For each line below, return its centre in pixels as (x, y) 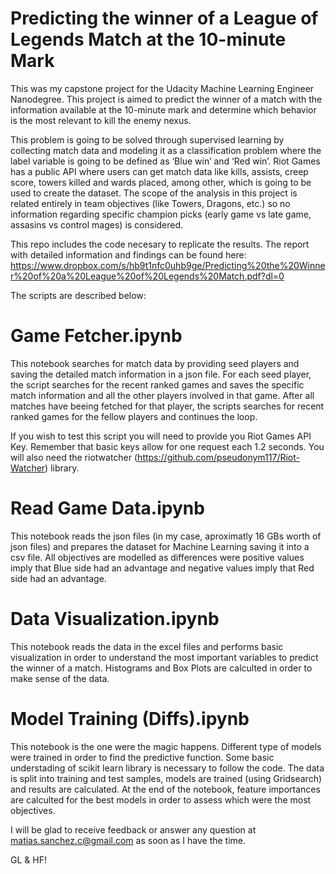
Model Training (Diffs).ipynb (130, 718)
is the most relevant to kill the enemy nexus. (101, 120)
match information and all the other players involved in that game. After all (162, 395)
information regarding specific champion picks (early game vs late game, (161, 214)
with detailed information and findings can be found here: (128, 254)
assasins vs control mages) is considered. (97, 224)
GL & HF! (28, 859)
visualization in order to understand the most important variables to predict (164, 657)
